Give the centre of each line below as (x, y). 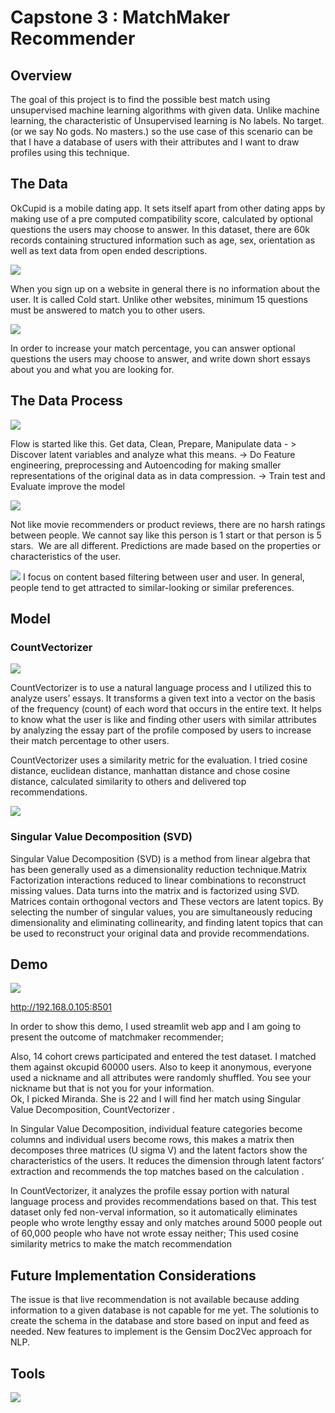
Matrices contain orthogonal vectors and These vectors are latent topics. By (167, 901)
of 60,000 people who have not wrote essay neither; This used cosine (154, 1233)
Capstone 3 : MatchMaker (120, 17)
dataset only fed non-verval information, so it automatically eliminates (154, 1212)
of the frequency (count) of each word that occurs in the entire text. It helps (166, 709)
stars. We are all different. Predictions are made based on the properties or (166, 545)
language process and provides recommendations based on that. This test (163, 1202)
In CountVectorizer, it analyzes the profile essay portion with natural (150, 1191)
